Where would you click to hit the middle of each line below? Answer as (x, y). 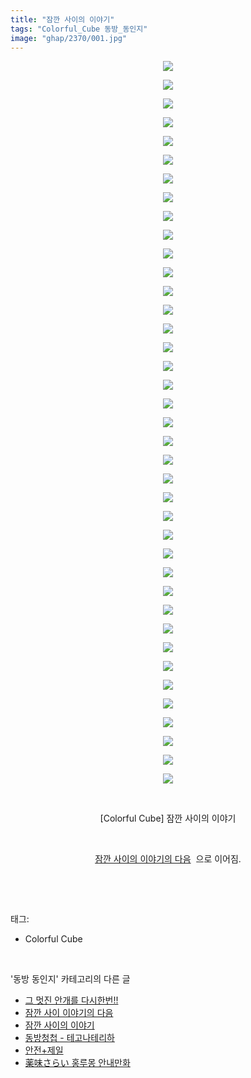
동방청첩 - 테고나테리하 (69, 1038)
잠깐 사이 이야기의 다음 (69, 1013)
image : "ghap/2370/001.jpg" (69, 38)
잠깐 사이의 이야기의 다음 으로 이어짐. (168, 859)
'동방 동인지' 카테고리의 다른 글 (70, 979)
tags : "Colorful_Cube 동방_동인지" (79, 29)
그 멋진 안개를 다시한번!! (71, 1000)
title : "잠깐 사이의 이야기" (62, 19)
